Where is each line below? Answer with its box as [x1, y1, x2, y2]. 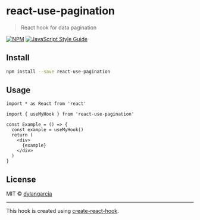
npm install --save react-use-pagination [6, 69, 111, 75]
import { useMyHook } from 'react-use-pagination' [6, 111, 135, 117]
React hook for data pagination [20, 24, 97, 31]
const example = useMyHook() [11, 127, 84, 133]
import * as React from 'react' [6, 101, 86, 107]
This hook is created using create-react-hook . [6, 207, 119, 215]
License [6, 174, 36, 184]
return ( [11, 132, 33, 138]
